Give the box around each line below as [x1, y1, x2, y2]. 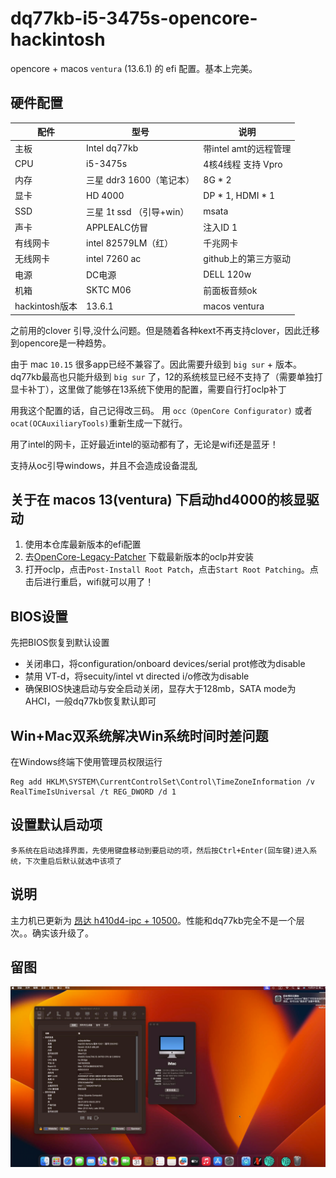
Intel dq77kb [86, 142, 139, 154]
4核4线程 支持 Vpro [203, 158, 283, 170]
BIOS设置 [10, 608, 68, 625]
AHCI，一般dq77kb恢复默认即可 [24, 695, 157, 707]
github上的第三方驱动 [203, 253, 292, 265]
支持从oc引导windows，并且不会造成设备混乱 [10, 459, 198, 471]
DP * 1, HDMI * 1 [203, 189, 276, 201]
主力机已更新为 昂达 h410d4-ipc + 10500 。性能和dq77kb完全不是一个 [10, 914, 297, 926]
